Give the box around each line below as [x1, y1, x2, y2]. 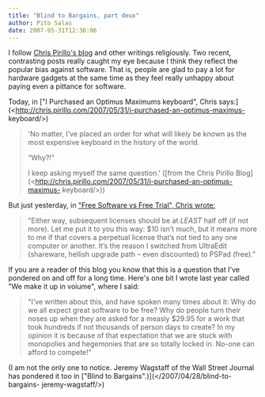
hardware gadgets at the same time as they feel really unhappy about [8, 73, 235, 83]
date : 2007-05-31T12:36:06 [8, 26, 97, 34]
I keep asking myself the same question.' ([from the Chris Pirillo [27, 168, 235, 178]
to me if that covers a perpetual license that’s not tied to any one [27, 233, 238, 242]
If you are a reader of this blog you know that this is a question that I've [8, 265, 240, 274]
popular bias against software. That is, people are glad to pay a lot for [8, 65, 235, 74]
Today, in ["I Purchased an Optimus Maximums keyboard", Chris [8, 97, 218, 107]
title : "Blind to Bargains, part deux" [8, 11, 140, 20]
